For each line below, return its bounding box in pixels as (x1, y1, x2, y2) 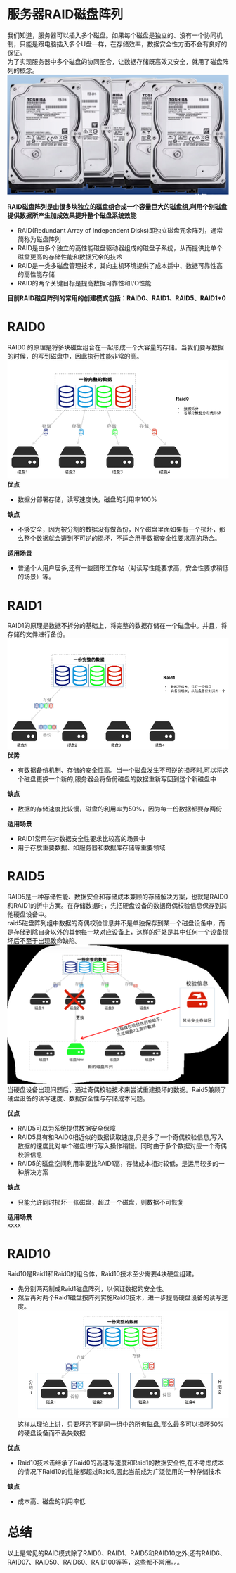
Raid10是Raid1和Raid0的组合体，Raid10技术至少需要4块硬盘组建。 (7, 1270, 198, 1278)
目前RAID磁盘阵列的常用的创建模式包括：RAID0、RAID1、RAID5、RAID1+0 (7, 293, 226, 302)
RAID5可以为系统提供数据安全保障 (17, 1124, 116, 1133)
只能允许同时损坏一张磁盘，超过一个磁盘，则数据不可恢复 (17, 1198, 184, 1207)
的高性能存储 (17, 270, 55, 278)
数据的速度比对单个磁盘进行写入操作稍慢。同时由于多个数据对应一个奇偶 (17, 1142, 227, 1150)
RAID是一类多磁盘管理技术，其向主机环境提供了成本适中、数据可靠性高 (17, 261, 223, 269)
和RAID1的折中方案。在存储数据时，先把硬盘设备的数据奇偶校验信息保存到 (7, 901, 221, 910)
